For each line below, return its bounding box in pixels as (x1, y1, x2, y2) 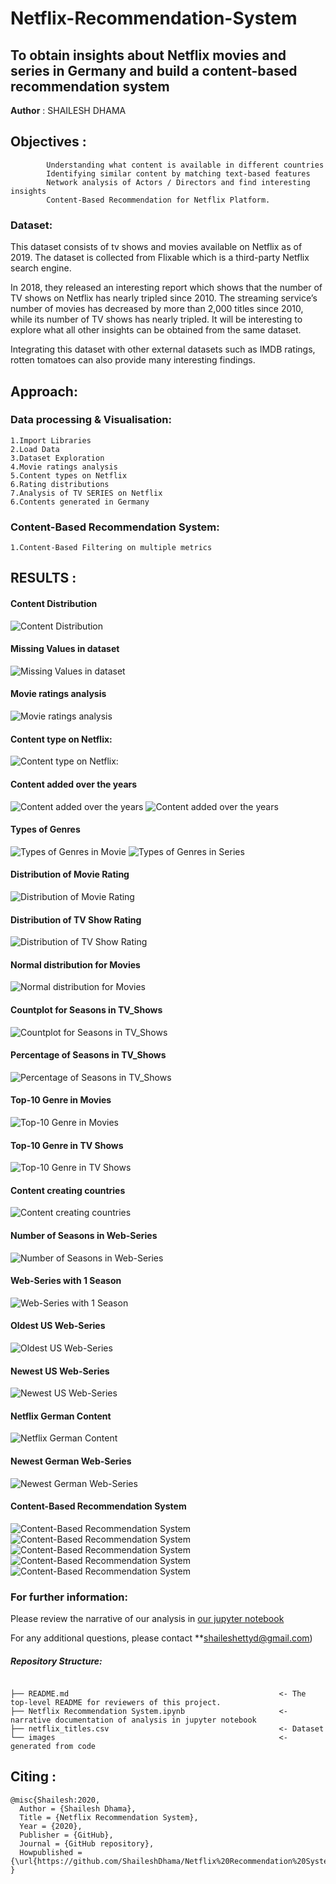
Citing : (10, 1768, 57, 1786)
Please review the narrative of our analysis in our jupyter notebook (10, 1613, 285, 1625)
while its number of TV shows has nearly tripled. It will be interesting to (10, 313, 303, 326)
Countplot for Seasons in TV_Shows (10, 1003, 163, 1016)
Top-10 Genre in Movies (10, 1094, 112, 1106)
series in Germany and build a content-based (10, 62, 298, 79)
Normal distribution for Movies (10, 958, 141, 971)
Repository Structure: (10, 1655, 103, 1667)
